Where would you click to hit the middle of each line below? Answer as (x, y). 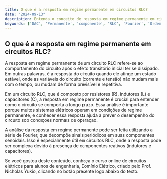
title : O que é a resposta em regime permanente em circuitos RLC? (77, 10)
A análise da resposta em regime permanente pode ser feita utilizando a (79, 130)
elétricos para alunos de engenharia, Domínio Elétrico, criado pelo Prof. (78, 166)
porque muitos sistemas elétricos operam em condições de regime (74, 110)
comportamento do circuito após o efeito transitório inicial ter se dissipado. (82, 69)
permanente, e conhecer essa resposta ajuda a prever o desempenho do (80, 115)
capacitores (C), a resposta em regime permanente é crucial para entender (82, 99)
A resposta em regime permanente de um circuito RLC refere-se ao (74, 63)
